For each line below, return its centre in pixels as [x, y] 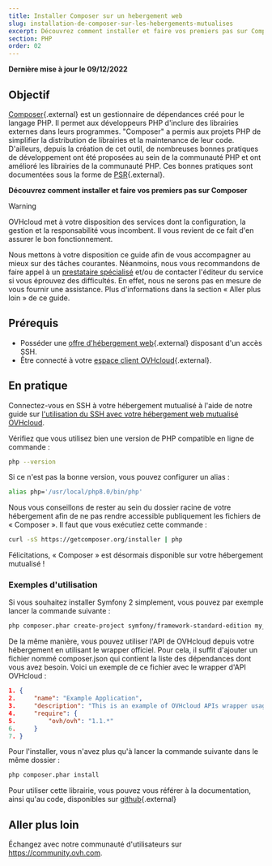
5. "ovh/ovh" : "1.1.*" [61, 721]
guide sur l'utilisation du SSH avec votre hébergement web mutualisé [123, 414]
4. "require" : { [43, 713]
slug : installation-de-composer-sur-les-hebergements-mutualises [121, 24]
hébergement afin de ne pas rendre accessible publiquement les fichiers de [135, 516]
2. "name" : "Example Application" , [76, 699]
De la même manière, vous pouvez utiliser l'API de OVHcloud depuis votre [132, 641]
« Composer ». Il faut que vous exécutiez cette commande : [108, 525]
